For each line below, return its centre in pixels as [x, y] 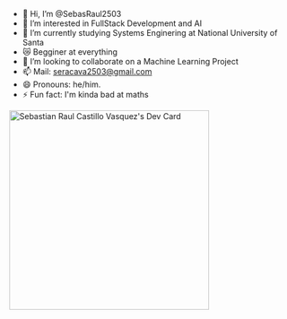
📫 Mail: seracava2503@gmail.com [87, 71]
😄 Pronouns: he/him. [61, 84]
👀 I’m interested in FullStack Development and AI [112, 23]
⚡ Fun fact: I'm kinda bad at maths [86, 95]
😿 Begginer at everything [70, 52]
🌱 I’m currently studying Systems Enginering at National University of [150, 33]
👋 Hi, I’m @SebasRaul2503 [72, 14]
